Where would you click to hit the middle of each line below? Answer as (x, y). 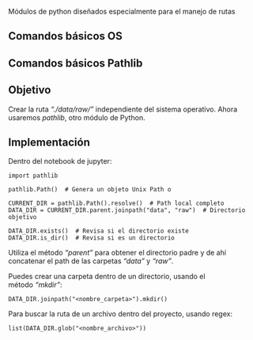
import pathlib (33, 176)
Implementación (49, 142)
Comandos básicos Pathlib (76, 63)
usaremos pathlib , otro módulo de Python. (77, 117)
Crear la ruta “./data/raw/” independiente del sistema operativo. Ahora (123, 109)
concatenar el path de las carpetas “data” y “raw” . (91, 261)
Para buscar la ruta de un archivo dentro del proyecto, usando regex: (121, 314)
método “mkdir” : (35, 285)
